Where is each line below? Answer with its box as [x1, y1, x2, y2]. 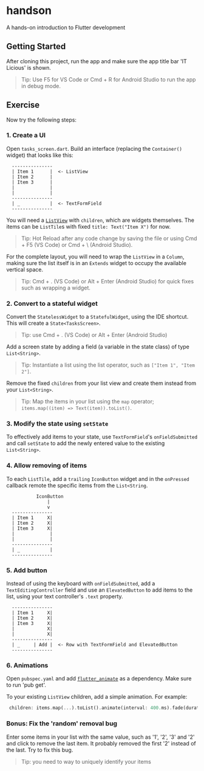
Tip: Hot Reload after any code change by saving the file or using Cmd [21, 235, 197, 242]
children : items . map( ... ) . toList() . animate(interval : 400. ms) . [8, 705, 172, 711]
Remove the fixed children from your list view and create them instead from [6, 379, 196, 387]
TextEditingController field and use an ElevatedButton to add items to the [6, 586, 193, 593]
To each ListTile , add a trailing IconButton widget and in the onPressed [6, 475, 189, 482]
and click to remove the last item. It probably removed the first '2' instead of [6, 739, 196, 747]
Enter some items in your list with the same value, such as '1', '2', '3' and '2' [6, 733, 195, 741]
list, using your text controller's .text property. [6, 593, 123, 600]
